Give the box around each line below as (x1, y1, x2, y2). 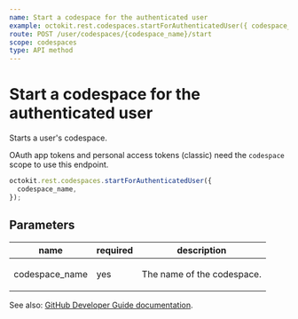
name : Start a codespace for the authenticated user (9, 12, 208, 22)
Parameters (9, 218, 75, 233)
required (96, 243, 134, 256)
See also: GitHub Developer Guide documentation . (9, 299, 193, 310)
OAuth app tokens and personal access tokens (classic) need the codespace (9, 150, 286, 161)
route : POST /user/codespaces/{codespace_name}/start (9, 29, 213, 38)
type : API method (9, 46, 74, 55)
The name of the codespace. (141, 267, 262, 280)
